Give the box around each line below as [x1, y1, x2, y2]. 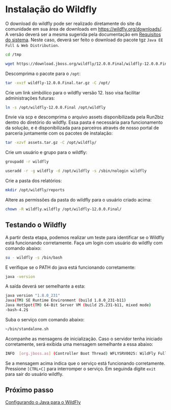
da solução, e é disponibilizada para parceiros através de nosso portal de [5, 125, 159, 131]
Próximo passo [5, 386, 54, 395]
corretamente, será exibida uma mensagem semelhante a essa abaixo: [5, 341, 154, 347]
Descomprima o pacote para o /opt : [5, 70, 81, 76]
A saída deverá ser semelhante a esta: [5, 283, 85, 289]
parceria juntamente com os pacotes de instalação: [5, 130, 113, 136]
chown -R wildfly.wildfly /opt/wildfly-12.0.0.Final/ [5, 207, 122, 212]
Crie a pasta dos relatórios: [5, 177, 62, 184]
